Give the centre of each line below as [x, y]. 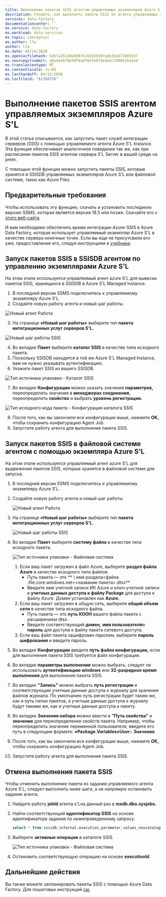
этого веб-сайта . [23, 218]
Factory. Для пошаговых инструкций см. [48, 889]
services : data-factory [30, 19]
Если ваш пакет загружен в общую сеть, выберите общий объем [89, 604]
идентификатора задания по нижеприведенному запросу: [74, 819]
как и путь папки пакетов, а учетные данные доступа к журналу [80, 701]
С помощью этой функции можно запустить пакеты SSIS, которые [75, 169]
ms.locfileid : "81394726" [32, 79]
